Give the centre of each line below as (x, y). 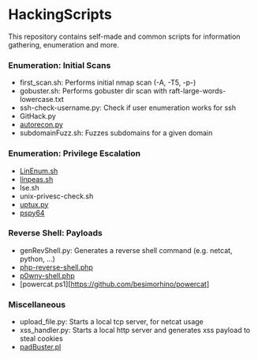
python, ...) (37, 259)
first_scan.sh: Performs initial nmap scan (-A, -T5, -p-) (108, 83)
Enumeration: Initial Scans (60, 65)
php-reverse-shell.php (56, 267)
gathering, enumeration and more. (64, 44)
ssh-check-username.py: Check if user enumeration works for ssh (128, 108)
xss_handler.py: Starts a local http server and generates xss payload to (135, 331)
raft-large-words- (197, 91)
